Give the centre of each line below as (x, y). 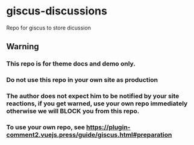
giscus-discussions (57, 11)
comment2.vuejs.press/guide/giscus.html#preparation (89, 135)
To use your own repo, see (46, 128)
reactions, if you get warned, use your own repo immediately (97, 103)
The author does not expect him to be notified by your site (93, 96)
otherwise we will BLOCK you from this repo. (73, 111)
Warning (23, 47)
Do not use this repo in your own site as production (82, 80)
